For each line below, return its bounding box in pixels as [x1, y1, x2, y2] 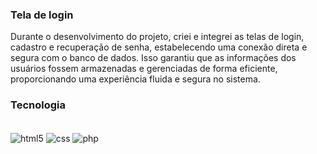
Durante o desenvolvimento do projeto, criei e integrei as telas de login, [10, 31, 305, 43]
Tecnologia [10, 98, 66, 112]
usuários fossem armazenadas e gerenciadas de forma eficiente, [10, 63, 278, 75]
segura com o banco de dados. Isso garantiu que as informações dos [10, 52, 297, 64]
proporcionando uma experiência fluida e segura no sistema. [10, 73, 261, 85]
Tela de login [10, 8, 74, 22]
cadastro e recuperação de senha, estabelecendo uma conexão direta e [10, 41, 308, 53]
